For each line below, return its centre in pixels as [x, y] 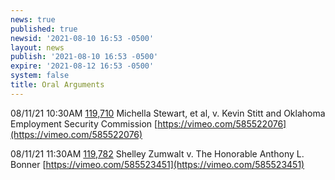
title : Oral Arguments [57, 85]
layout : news [37, 47]
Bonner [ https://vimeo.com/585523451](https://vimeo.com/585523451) [157, 164]
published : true [44, 29]
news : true [33, 19]
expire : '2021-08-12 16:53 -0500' [82, 66]
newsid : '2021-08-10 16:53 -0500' [82, 38]
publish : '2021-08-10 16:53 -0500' [84, 57]
